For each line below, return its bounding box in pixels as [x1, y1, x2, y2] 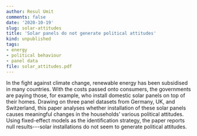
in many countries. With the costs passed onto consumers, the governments [6, 86, 191, 93]
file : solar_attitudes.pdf [6, 63, 72, 69]
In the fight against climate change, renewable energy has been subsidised [6, 79, 188, 87]
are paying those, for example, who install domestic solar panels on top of [6, 92, 185, 99]
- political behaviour [6, 52, 62, 58]
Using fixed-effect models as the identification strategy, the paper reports [6, 117, 185, 124]
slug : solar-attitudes [6, 25, 62, 31]
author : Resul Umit [6, 8, 54, 15]
